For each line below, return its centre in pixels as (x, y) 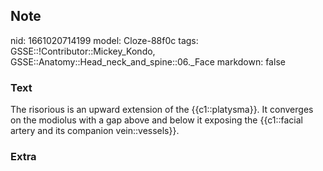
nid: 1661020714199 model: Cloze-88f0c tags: (104, 40)
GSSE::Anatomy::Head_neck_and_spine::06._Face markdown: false (148, 61)
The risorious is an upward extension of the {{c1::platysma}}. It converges (162, 110)
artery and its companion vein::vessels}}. (95, 131)
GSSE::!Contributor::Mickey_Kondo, (83, 51)
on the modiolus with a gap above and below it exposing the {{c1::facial (156, 120)
